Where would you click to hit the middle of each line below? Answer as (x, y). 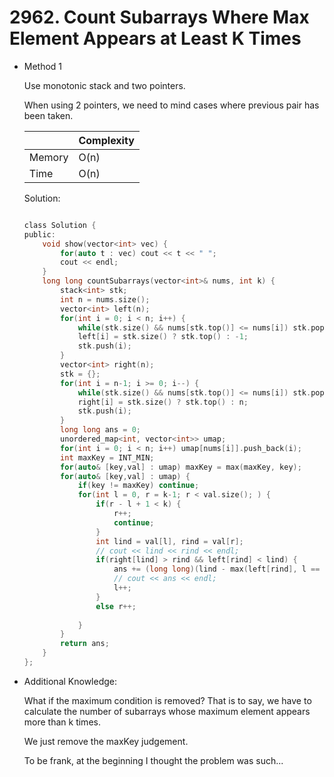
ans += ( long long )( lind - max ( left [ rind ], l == (217, 569)
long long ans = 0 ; (101, 430)
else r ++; (116, 606)
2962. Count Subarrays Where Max (159, 17)
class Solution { (60, 225)
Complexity (106, 140)
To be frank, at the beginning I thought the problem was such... (153, 760)
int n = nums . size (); (105, 299)
